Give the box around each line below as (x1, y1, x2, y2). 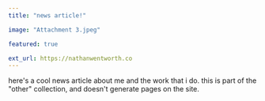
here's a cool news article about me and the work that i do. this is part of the (8, 76, 257, 85)
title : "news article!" (8, 11, 87, 20)
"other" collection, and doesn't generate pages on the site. (8, 84, 200, 94)
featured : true (8, 40, 59, 48)
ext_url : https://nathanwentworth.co (8, 54, 133, 62)
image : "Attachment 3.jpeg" (8, 25, 101, 34)
